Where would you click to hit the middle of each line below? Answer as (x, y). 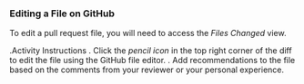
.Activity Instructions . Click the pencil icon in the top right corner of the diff (151, 51)
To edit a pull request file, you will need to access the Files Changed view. (148, 33)
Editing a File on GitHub (62, 14)
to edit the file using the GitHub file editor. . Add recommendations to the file (152, 61)
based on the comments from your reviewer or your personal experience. (147, 70)
